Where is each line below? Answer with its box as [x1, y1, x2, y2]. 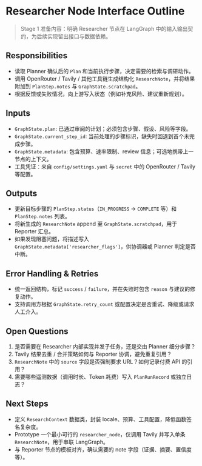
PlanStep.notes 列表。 [14, 213, 70, 220]
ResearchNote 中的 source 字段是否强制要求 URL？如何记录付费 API [14, 358, 181, 365]
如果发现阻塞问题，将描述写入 [14, 235, 89, 243]
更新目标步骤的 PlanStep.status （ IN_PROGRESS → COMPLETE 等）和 [14, 205, 177, 213]
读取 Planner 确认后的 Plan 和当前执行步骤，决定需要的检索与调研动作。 [14, 67, 195, 75]
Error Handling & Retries [5, 268, 99, 279]
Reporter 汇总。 [14, 228, 55, 235]
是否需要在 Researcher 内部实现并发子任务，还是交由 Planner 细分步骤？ [14, 343, 196, 350]
